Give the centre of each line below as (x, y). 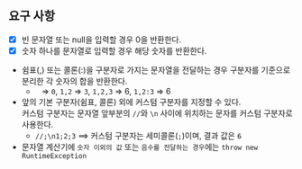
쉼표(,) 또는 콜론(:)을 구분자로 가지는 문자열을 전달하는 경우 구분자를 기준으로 (156, 69)
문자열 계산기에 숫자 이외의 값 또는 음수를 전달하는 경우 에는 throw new (140, 147)
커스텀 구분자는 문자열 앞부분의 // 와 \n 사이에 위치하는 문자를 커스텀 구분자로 (157, 113)
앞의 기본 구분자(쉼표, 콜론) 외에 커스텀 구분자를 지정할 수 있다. (131, 102)
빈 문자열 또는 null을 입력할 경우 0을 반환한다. (101, 40)
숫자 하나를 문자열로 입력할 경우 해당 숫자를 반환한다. (114, 50)
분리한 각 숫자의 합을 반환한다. (74, 81)
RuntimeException (54, 156)
